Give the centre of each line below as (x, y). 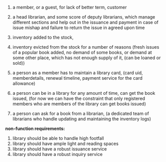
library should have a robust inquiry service (58, 154)
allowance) (24, 83)
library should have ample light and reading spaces (65, 143)
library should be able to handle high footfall (58, 138)
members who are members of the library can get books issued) (79, 104)
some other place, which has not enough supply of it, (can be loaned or (87, 58)
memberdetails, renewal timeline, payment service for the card (77, 78)
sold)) (19, 63)
